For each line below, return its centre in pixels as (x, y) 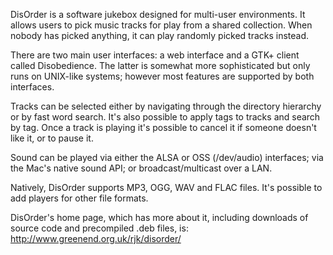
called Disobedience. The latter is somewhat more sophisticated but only (160, 65)
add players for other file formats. (79, 198)
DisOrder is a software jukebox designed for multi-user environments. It (158, 14)
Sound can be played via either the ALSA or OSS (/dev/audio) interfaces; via (167, 157)
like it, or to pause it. (52, 138)
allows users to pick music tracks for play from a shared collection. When (161, 25)
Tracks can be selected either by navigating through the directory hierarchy (166, 106)
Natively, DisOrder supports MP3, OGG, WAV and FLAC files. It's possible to (166, 187)
